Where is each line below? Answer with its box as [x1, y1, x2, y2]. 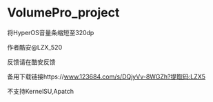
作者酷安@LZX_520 [7, 43, 63, 51]
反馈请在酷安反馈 [7, 57, 56, 66]
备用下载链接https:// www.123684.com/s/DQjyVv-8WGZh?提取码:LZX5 [7, 72, 205, 81]
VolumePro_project [7, 5, 120, 21]
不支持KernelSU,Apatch [7, 87, 74, 95]
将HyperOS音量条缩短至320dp [7, 28, 94, 37]
